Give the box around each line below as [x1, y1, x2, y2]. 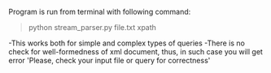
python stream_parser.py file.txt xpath [28, 23, 157, 32]
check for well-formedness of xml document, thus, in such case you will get [8, 47, 263, 56]
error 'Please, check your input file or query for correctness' [8, 56, 211, 65]
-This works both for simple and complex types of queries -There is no [8, 38, 246, 48]
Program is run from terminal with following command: [8, 7, 191, 16]
